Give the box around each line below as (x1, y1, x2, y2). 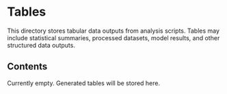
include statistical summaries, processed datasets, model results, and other (7, 33, 220, 42)
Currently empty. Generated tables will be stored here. (7, 79, 161, 87)
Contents (7, 61, 48, 72)
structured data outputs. (7, 41, 75, 49)
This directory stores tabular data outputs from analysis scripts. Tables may (7, 27, 220, 35)
